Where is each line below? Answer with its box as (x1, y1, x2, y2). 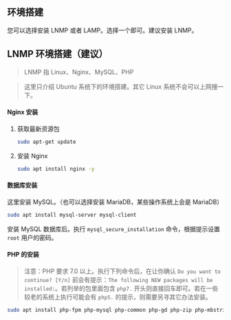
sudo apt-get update (16, 138, 76, 145)
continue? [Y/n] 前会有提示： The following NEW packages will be (23, 275, 213, 284)
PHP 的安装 (7, 250, 39, 259)
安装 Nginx (16, 151, 48, 160)
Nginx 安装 (7, 108, 38, 116)
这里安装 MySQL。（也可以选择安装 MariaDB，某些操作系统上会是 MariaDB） (7, 198, 223, 206)
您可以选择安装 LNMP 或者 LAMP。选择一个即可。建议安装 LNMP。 (7, 26, 198, 34)
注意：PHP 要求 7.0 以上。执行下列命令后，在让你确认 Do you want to (23, 267, 221, 275)
